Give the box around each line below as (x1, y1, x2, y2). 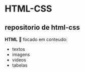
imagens (12, 51, 30, 57)
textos (12, 46, 26, 52)
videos (12, 57, 26, 63)
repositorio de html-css (5, 23, 80, 32)
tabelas (12, 62, 28, 68)
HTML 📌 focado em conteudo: (5, 36, 67, 42)
